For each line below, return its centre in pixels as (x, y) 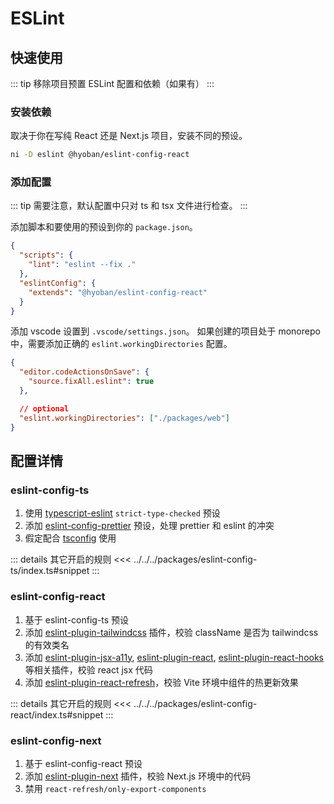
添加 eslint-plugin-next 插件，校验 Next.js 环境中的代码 (138, 776)
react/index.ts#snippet (57, 714)
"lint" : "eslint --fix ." (82, 265)
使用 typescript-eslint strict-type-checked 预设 (122, 513)
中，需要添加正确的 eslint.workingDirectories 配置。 (121, 344)
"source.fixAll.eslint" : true (91, 382)
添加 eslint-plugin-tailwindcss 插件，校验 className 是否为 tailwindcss (171, 632)
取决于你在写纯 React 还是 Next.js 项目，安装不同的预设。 (129, 136)
